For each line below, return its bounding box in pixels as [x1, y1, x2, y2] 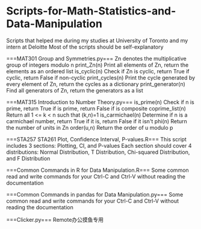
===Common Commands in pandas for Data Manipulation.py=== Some [6, 191, 184, 198]
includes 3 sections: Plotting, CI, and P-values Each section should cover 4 [6, 142, 192, 149]
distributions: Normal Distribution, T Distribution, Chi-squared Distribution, [6, 148, 190, 156]
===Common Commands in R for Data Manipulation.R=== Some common [6, 166, 190, 174]
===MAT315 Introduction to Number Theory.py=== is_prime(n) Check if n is [6, 98, 194, 106]
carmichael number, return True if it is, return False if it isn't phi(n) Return [6, 117, 188, 124]
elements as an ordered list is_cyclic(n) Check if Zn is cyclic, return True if [6, 67, 190, 75]
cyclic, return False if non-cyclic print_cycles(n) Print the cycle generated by [6, 74, 196, 81]
